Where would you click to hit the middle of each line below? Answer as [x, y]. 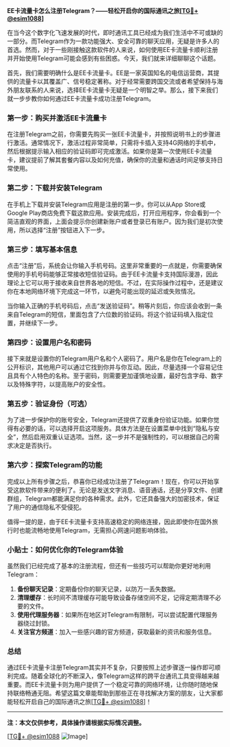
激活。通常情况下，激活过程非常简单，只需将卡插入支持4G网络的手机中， [116, 143]
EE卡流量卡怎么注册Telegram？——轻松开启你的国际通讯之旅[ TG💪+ [103, 11]
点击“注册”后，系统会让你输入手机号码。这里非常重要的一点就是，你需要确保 [115, 265]
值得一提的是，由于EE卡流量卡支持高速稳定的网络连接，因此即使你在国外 [110, 522]
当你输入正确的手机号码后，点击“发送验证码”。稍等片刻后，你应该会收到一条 [115, 306]
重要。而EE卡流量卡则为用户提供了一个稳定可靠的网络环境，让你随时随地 [110, 685]
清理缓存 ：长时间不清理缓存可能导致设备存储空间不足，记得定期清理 [113, 598]
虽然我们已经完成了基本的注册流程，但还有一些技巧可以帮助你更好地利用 [109, 566]
